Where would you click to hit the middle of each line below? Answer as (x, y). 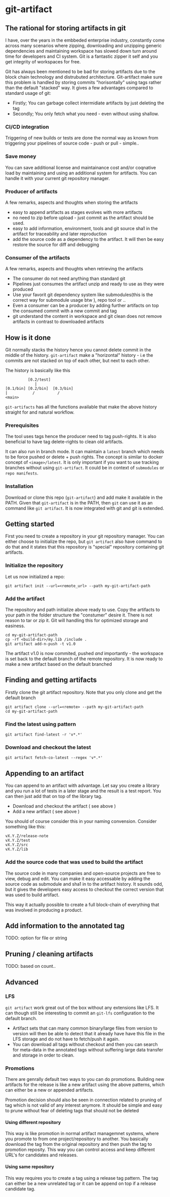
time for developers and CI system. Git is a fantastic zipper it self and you (82, 56)
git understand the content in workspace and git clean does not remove (87, 316)
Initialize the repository (34, 565)
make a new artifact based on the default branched (59, 664)
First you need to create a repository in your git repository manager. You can (85, 536)
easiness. (15, 626)
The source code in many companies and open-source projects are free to (83, 873)
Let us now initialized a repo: (35, 576)
